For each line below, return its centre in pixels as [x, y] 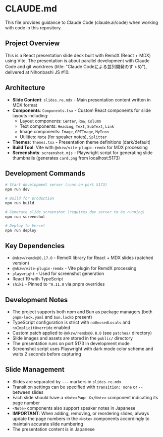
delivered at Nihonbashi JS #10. [37, 72]
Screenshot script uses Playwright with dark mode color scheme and [83, 349]
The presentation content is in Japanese [54, 429]
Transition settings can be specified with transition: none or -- [78, 387]
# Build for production [30, 199]
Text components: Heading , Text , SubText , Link [67, 126]
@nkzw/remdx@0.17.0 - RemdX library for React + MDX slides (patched [83, 258]
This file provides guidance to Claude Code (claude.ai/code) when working [82, 22]
